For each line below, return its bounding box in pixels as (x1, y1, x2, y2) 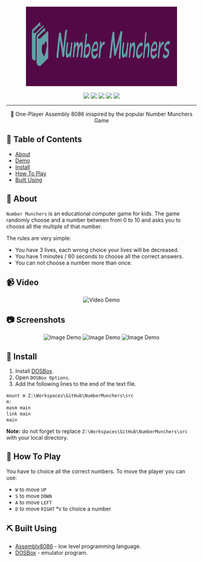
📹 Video (6, 277, 39, 288)
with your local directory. (6, 434, 68, 441)
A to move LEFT (14, 498, 53, 506)
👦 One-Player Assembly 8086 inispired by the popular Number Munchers (10, 110, 193, 117)
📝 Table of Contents (6, 134, 82, 145)
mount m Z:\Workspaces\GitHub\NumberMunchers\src (6, 393, 134, 399)
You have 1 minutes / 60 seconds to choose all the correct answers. (14, 253, 184, 260)
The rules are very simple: (6, 234, 71, 242)
